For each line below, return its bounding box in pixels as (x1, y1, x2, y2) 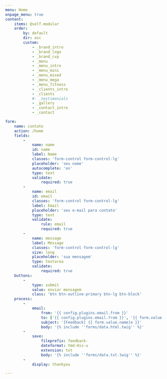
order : (14, 26, 28, 31)
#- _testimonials (31, 96, 68, 101)
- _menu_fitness (31, 82, 66, 87)
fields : (14, 133, 30, 138)
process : (14, 297, 32, 302)
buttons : (14, 273, 32, 278)
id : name (31, 147, 50, 152)
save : (31, 334, 43, 339)
